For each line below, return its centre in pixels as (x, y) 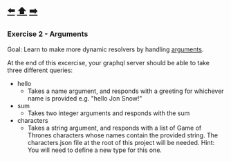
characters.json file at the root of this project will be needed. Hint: (121, 142)
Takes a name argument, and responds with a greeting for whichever (126, 91)
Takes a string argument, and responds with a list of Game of (114, 128)
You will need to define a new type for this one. (95, 150)
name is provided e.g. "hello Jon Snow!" (85, 98)
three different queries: (40, 70)
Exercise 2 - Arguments (48, 34)
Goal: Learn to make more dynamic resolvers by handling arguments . (105, 49)
